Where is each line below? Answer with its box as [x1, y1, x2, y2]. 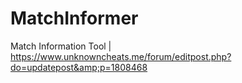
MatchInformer [10, 7, 139, 30]
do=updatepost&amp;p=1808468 [10, 61, 148, 73]
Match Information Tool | [10, 40, 112, 52]
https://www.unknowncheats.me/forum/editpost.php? [10, 50, 232, 62]
